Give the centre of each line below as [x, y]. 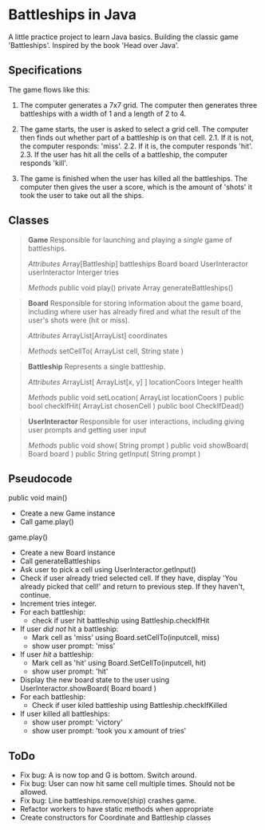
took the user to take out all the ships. [82, 195]
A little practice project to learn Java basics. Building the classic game [124, 37]
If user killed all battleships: [65, 714]
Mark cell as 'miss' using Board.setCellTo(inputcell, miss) [126, 638]
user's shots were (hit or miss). [79, 320]
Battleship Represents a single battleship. [97, 366]
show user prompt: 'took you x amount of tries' [109, 731]
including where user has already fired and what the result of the [134, 311]
